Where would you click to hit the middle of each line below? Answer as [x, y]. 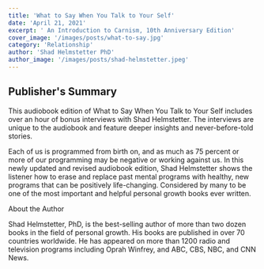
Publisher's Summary [62, 92]
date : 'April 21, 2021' [47, 23]
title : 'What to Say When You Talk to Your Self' [92, 15]
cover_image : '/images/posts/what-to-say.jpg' [86, 38]
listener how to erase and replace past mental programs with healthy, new [129, 176]
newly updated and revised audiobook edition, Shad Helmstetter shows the [130, 168]
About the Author [36, 208]
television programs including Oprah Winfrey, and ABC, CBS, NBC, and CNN [132, 249]
